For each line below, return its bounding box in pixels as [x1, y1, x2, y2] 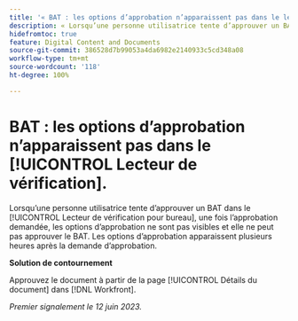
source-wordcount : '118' [9, 63, 101, 72]
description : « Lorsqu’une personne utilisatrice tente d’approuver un [9, 21, 279, 30]
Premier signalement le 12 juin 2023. [9, 301, 142, 311]
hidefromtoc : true [9, 29, 77, 38]
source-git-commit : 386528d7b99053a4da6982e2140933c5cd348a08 [9, 46, 244, 55]
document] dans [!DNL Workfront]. [9, 284, 137, 294]
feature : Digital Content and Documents [9, 37, 161, 47]
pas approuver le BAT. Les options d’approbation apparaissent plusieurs [9, 231, 272, 241]
